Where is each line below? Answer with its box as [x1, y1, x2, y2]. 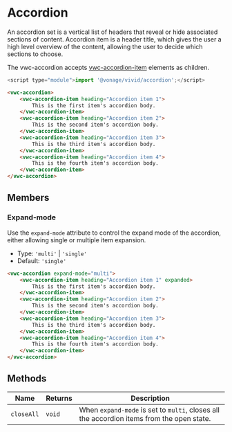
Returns [46, 393, 72, 403]
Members [7, 192, 50, 204]
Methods [7, 372, 47, 385]
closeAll [10, 410, 39, 418]
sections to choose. [7, 50, 64, 58]
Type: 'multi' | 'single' [17, 249, 88, 258]
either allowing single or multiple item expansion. [7, 235, 146, 244]
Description [130, 393, 171, 403]
